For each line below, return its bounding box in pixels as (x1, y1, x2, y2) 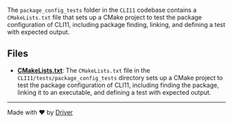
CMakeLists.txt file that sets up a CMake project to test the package (7, 13, 202, 21)
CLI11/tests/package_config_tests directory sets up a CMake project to (17, 73, 223, 82)
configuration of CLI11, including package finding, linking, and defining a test (7, 21, 225, 28)
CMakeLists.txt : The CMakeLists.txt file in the (17, 66, 150, 75)
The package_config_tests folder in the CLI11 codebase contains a (7, 6, 197, 14)
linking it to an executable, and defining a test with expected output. (17, 88, 212, 96)
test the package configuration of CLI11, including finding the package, (17, 81, 220, 89)
